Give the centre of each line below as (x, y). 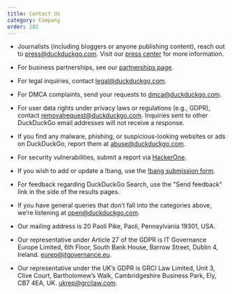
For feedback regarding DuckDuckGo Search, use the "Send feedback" (120, 184)
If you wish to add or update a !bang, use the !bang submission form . (116, 171)
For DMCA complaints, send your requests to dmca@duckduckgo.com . (119, 94)
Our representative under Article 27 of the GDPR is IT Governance (112, 240)
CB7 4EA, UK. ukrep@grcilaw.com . (67, 283)
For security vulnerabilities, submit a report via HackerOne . (102, 157)
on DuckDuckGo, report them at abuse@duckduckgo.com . (101, 144)
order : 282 (23, 27)
